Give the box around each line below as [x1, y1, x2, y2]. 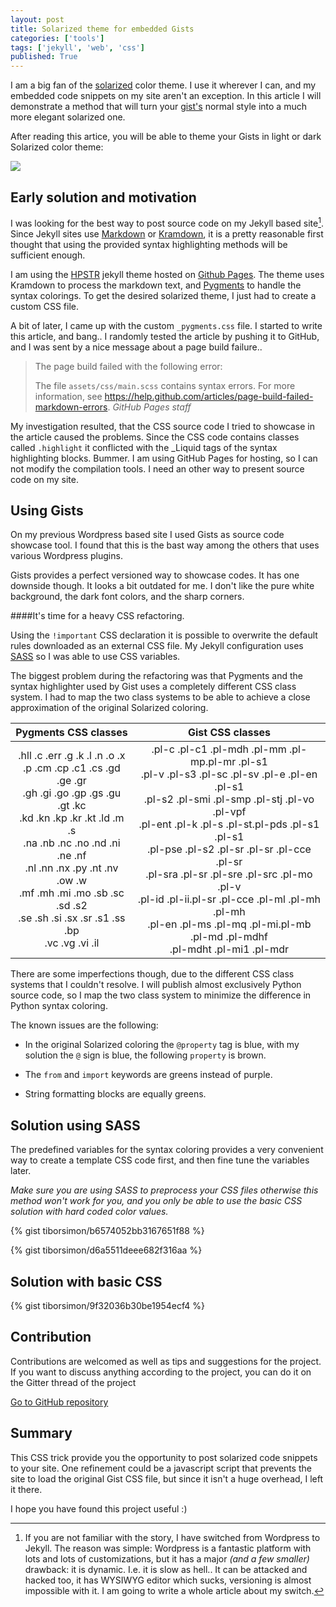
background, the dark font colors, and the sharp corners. [10, 591, 245, 603]
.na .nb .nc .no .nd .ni [23, 836, 121, 850]
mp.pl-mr [190, 755, 237, 769]
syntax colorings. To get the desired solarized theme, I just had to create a [10, 289, 317, 301]
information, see [34, 390, 103, 402]
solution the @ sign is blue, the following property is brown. [24, 1049, 267, 1061]
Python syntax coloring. [10, 1000, 108, 1012]
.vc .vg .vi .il [44, 936, 100, 950]
